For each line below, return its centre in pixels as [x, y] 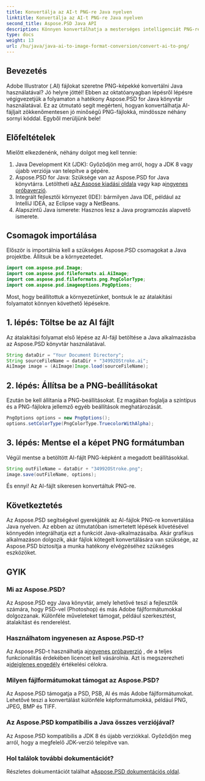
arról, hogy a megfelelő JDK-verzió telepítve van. [68, 742]
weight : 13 [20, 40]
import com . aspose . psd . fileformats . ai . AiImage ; [68, 274]
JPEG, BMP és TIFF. [31, 707]
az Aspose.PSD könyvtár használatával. [56, 344]
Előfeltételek [31, 138]
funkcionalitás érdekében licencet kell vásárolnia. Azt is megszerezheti [95, 658]
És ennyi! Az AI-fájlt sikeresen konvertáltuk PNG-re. [71, 486]
